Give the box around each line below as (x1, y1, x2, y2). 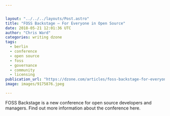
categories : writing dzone (5, 35, 62, 40)
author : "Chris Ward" (5, 30, 51, 35)
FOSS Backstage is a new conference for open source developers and (5, 99, 152, 105)
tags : (5, 40, 17, 45)
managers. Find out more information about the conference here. (5, 105, 141, 111)
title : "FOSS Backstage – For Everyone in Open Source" (5, 21, 125, 26)
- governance (10, 63, 37, 68)
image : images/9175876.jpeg (5, 81, 65, 87)
